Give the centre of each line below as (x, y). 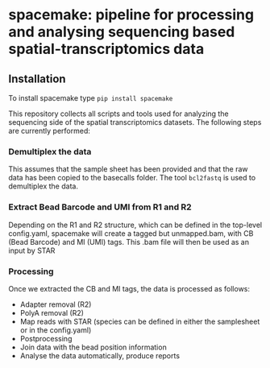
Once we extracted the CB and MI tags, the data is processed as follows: (129, 288)
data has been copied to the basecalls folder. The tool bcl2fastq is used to (132, 178)
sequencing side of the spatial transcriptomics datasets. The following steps (135, 122)
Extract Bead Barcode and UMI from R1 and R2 (100, 207)
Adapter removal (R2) (56, 304)
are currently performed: (49, 131)
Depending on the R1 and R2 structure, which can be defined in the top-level (135, 225)
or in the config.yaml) (56, 330)
